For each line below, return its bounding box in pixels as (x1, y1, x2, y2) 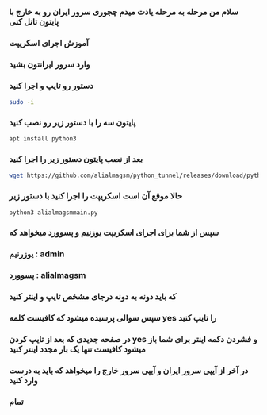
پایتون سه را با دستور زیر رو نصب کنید (9, 117, 136, 128)
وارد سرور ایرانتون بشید (9, 59, 90, 70)
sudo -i (9, 98, 35, 106)
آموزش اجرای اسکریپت (9, 37, 90, 48)
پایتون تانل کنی (9, 16, 59, 27)
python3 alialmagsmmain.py (9, 209, 98, 217)
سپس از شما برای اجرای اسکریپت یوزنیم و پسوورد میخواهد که (9, 227, 219, 238)
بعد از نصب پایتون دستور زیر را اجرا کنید (9, 154, 143, 165)
